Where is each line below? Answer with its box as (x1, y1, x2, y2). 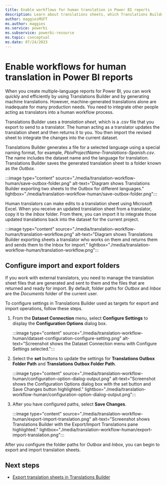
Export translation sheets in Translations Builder (12, 474, 110, 480)
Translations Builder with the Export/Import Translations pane (12, 421, 138, 427)
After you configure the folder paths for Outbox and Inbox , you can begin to (5, 441, 160, 447)
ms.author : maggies (5, 21, 46, 26)
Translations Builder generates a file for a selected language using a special (5, 144, 161, 150)
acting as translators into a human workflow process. (5, 109, 114, 115)
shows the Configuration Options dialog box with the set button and (12, 381, 151, 387)
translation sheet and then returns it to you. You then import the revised (5, 129, 152, 135)
